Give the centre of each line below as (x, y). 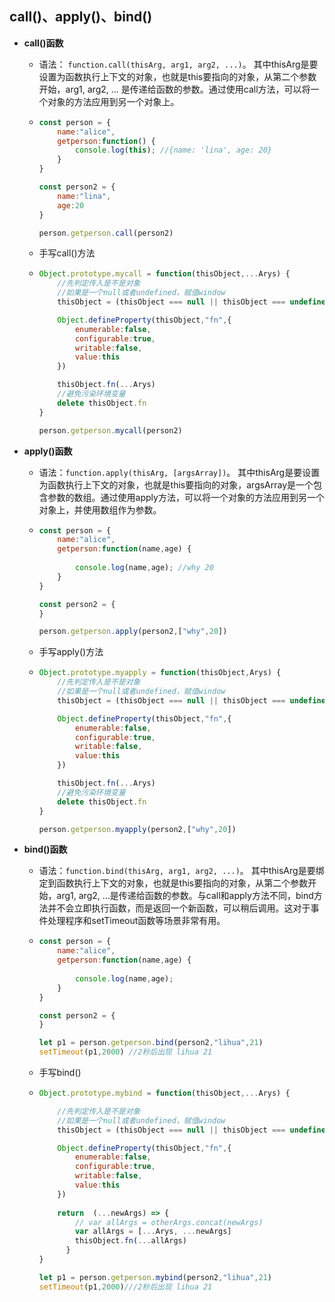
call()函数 (43, 43)
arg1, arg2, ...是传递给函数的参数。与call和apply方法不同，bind (185, 896)
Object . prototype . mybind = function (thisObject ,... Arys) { (164, 1093)
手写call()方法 (67, 253)
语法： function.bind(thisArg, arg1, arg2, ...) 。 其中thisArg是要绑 (181, 871)
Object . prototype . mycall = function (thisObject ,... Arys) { (164, 274)
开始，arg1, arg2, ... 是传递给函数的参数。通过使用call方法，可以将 (174, 89)
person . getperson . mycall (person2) (110, 430)
